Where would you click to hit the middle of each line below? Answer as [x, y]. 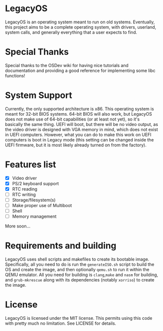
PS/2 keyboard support [36, 183]
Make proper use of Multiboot [42, 206]
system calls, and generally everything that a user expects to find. [71, 32]
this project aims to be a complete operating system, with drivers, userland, [81, 27]
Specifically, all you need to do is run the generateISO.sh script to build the [80, 264]
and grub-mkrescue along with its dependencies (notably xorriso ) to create [80, 280]
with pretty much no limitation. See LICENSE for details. [61, 323]
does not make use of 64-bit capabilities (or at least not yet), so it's [72, 119]
